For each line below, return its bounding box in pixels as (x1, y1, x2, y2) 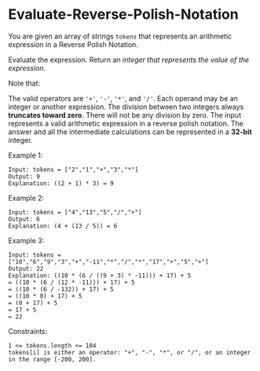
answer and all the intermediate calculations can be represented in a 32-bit (8, 127, 253, 136)
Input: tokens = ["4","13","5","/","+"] (8, 208, 143, 216)
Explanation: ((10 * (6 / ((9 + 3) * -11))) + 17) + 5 (8, 271, 192, 279)
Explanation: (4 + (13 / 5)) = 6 (8, 222, 118, 230)
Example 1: (8, 151, 43, 160)
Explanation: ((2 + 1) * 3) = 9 (8, 179, 114, 187)
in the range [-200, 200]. (8, 355, 97, 363)
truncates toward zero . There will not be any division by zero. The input (8, 110, 242, 119)
